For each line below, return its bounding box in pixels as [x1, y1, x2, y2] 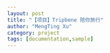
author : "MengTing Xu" [7, 23, 72, 30]
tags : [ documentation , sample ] [7, 36, 94, 43]
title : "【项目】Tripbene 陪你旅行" [7, 17, 104, 23]
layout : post [7, 10, 45, 17]
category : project [7, 29, 60, 36]
